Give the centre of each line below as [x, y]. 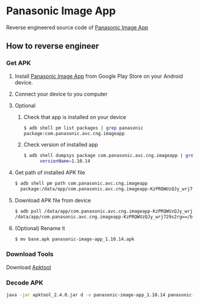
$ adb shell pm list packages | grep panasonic [83, 128]
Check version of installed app [61, 145]
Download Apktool [29, 267]
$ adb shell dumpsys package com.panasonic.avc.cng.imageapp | [103, 156]
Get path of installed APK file [50, 173]
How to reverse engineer [53, 46]
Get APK [19, 63]
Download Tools [30, 254]
